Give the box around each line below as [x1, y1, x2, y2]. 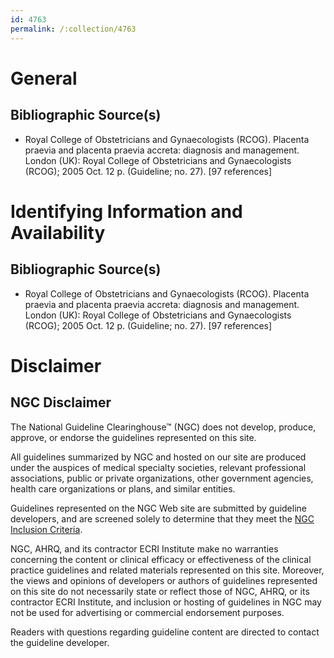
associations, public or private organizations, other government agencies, [10, 472, 314, 484]
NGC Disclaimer [10, 394, 112, 411]
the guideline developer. [10, 636, 110, 648]
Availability [10, 221, 106, 244]
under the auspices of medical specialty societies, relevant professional [10, 461, 307, 473]
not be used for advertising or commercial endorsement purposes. [10, 606, 285, 618]
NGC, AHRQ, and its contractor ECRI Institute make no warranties [10, 542, 279, 555]
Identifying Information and [10, 200, 243, 223]
